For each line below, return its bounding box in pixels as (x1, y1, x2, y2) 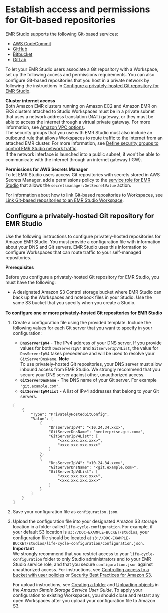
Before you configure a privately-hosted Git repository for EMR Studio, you (5, 274, 159, 280)
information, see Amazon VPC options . (5, 124, 85, 130)
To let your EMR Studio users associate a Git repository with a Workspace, (5, 66, 159, 72)
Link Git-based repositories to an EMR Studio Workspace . (5, 197, 124, 203)
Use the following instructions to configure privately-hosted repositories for (5, 233, 161, 239)
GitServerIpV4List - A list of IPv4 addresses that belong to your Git (20, 388, 159, 394)
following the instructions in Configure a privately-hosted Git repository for (5, 82, 159, 89)
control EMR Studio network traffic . (5, 145, 78, 151)
